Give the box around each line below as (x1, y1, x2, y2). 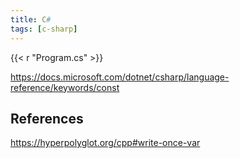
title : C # (10, 14, 52, 25)
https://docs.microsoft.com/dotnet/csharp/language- (10, 71, 230, 83)
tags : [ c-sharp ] (10, 24, 78, 34)
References (10, 110, 84, 127)
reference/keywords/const (10, 81, 120, 93)
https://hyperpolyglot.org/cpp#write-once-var (10, 137, 201, 149)
